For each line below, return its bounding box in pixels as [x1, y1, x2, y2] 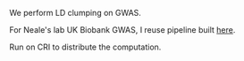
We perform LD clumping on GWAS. [9, 8, 141, 18]
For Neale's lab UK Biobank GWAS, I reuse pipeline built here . [9, 25, 236, 34]
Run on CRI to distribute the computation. [9, 42, 162, 52]
